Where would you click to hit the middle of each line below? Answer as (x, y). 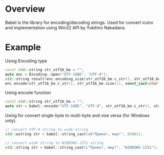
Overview (25, 9)
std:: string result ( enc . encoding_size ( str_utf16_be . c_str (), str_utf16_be (83, 79)
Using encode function (28, 93)
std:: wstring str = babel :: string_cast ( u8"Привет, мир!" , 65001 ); (74, 134)
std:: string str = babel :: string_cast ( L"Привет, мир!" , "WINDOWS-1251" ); (82, 147)
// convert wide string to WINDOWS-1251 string (54, 143)
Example (23, 48)
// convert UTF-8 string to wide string (47, 130)
